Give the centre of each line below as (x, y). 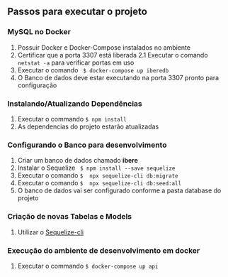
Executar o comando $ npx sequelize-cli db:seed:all (99, 183)
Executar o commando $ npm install (72, 119)
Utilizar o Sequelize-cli (50, 232)
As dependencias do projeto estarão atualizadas (88, 126)
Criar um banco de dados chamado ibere (78, 161)
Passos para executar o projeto (77, 12)
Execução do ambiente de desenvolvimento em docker (104, 250)
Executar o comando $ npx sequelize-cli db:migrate (98, 175)
